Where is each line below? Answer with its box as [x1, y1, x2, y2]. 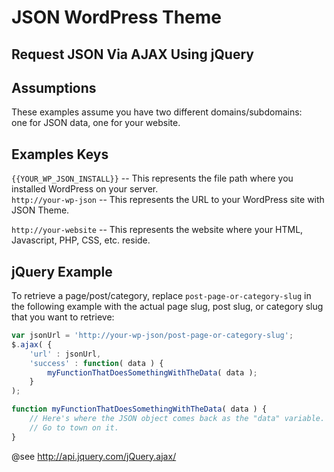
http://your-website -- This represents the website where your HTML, [11, 224, 304, 236]
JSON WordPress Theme [11, 6, 223, 29]
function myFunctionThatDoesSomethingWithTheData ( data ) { [11, 404, 268, 415]
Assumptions [11, 79, 97, 96]
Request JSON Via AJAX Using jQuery [11, 46, 254, 63]
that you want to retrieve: [11, 311, 115, 323]
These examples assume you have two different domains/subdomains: [11, 106, 303, 118]
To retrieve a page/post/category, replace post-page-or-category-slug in [11, 290, 312, 302]
